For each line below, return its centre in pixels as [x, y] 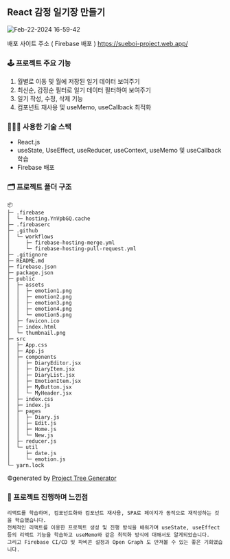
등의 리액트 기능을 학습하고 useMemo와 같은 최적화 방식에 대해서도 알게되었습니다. [108, 535]
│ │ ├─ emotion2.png [39, 297]
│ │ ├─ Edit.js [32, 423]
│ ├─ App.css [27, 345]
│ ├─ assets [26, 285]
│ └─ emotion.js [37, 459]
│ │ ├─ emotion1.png [39, 291]
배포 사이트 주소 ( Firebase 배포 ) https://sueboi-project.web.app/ [98, 43]
